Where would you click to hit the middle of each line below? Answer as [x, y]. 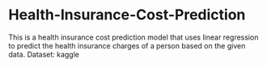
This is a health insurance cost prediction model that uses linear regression [133, 37]
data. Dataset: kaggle [44, 54]
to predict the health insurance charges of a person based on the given [127, 45]
